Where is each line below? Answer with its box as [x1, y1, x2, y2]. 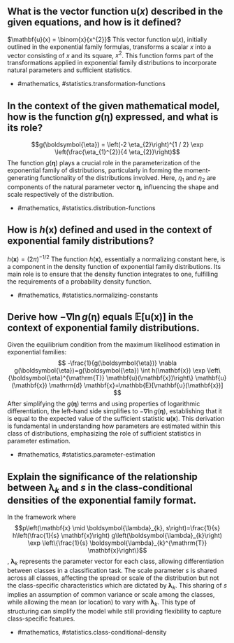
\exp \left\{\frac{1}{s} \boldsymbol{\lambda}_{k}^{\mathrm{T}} [27, 539, 207, 547]
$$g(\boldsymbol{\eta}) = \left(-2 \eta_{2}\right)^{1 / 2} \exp [31, 140, 204, 149]
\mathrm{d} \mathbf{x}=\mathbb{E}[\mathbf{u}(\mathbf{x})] [48, 381, 224, 389]
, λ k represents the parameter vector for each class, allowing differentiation [7, 557, 224, 567]
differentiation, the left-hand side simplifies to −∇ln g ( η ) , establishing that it [7, 407, 222, 415]
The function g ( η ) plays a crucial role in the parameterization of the [7, 159, 200, 167]
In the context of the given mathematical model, [7, 99, 220, 111]
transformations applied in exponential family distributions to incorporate [7, 59, 217, 67]
